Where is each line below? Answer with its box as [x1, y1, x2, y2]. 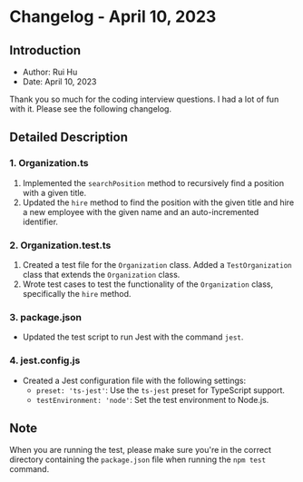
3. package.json [9, 310, 82, 323]
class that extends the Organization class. [22, 269, 181, 280]
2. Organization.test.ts [9, 239, 112, 251]
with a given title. [22, 187, 87, 198]
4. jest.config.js [9, 354, 81, 367]
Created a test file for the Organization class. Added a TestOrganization [22, 259, 292, 270]
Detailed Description [9, 130, 129, 145]
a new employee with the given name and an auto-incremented [22, 206, 259, 217]
